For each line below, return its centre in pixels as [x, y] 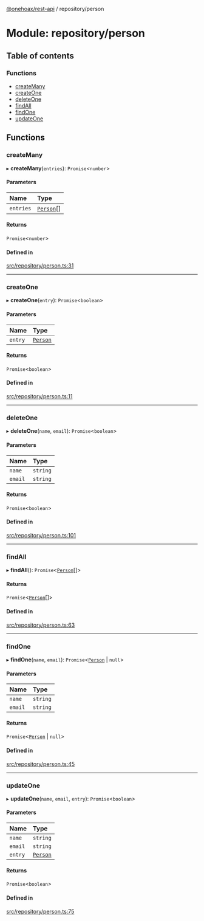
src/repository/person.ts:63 [41, 625]
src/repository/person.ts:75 [40, 911]
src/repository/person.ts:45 [41, 764]
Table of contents [40, 56]
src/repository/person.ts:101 [41, 535]
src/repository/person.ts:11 [39, 396]
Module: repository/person [76, 33]
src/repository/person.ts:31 [40, 266]
